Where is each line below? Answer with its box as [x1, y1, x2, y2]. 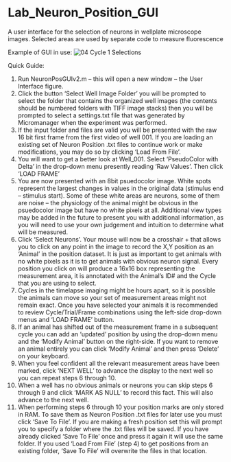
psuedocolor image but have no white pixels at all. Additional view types [17, 206, 222, 214]
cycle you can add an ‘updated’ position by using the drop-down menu [17, 330, 218, 338]
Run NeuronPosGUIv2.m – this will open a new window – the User [17, 74, 204, 83]
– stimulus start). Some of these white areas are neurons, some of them [17, 191, 220, 200]
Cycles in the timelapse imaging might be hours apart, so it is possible [17, 286, 216, 294]
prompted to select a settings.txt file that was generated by [17, 111, 185, 119]
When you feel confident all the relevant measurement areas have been [17, 359, 220, 367]
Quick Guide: [8, 61, 45, 69]
